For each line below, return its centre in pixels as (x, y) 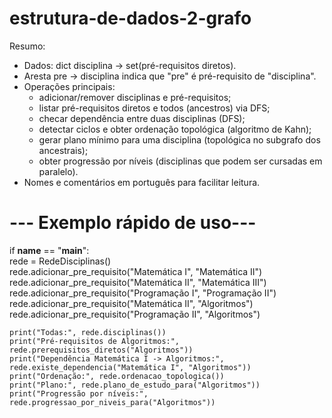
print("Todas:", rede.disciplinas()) (88, 332)
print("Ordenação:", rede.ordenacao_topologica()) (117, 376)
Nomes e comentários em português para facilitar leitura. (142, 182)
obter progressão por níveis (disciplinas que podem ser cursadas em (180, 161)
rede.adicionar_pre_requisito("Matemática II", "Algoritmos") (131, 303)
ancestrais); (63, 150)
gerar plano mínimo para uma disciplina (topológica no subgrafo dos (179, 139)
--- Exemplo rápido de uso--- (133, 223)
